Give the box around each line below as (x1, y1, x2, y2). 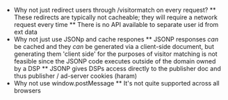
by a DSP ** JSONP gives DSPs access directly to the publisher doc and (13, 65, 221, 72)
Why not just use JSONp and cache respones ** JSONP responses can (13, 35, 219, 43)
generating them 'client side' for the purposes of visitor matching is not (13, 50, 218, 58)
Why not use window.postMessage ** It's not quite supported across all (13, 79, 220, 87)
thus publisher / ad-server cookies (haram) (13, 72, 138, 80)
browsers (13, 86, 42, 94)
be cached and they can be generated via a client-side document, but (13, 43, 214, 50)
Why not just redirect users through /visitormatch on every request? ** (13, 6, 216, 14)
